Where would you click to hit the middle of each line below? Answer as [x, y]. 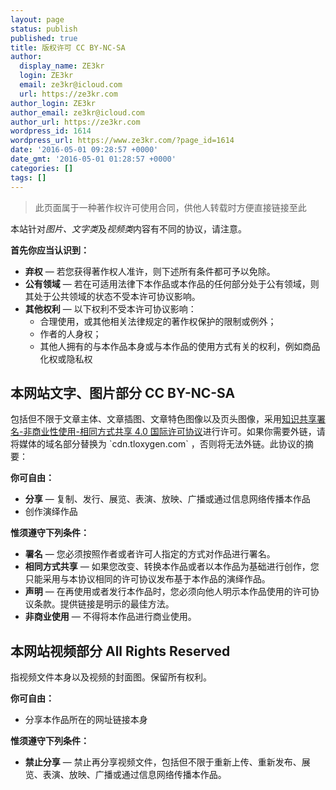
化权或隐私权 [66, 358]
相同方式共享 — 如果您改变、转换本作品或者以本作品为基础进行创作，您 [172, 567]
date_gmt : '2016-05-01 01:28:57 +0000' [93, 159]
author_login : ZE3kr [53, 103]
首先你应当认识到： [50, 250]
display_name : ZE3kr [62, 66]
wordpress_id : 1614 [51, 131]
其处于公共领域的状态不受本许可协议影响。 [112, 296]
